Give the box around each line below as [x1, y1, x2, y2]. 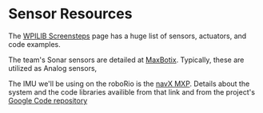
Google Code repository [8, 95, 88, 105]
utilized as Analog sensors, [8, 63, 98, 72]
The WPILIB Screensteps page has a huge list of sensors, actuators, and [8, 31, 247, 41]
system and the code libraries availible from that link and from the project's [8, 87, 256, 96]
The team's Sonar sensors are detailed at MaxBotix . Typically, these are [8, 55, 245, 64]
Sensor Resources [8, 5, 133, 23]
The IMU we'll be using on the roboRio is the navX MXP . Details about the [8, 79, 250, 88]
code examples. [8, 39, 62, 49]
